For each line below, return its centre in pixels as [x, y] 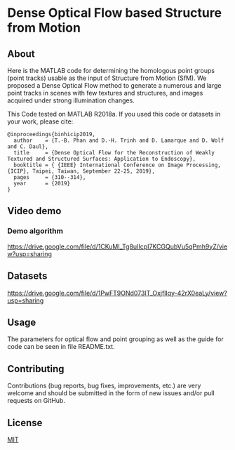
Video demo [34, 211]
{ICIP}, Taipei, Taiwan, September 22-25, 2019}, [81, 171]
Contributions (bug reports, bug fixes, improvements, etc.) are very [104, 386]
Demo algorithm [35, 231]
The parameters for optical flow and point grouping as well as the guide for [116, 339]
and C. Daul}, [28, 147]
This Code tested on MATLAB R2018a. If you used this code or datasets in [114, 114]
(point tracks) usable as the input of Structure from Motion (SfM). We [107, 78]
